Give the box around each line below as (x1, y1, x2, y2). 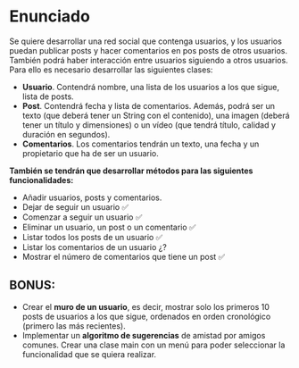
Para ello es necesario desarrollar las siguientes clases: (9, 64, 213, 75)
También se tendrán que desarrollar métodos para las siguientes (9, 165, 253, 176)
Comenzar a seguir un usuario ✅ (21, 212, 143, 222)
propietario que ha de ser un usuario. (21, 147, 159, 158)
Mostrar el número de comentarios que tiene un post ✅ (21, 251, 226, 262)
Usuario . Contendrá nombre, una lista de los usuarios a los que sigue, (21, 81, 279, 92)
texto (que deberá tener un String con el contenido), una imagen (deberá (21, 110, 290, 121)
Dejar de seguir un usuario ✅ (21, 201, 129, 212)
